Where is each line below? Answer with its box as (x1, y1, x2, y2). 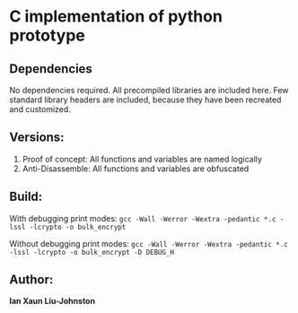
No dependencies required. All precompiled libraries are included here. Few (9, 85, 289, 95)
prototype (9, 25, 85, 46)
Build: (9, 189, 43, 204)
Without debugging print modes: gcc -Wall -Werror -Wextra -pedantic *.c (9, 238, 289, 248)
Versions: (9, 130, 65, 145)
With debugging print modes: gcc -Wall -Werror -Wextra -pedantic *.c (9, 213, 276, 223)
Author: (9, 272, 54, 288)
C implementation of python (9, 6, 223, 27)
